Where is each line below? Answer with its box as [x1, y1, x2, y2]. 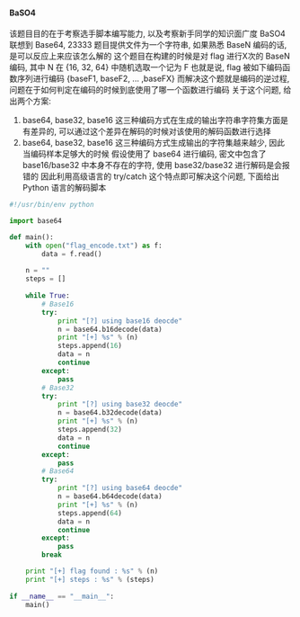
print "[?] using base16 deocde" [57, 316, 182, 326]
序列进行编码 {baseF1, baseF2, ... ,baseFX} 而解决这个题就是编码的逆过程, [16, 73, 290, 85]
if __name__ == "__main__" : [9, 592, 115, 601]
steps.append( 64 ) [57, 508, 123, 517]
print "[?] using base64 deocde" [57, 484, 182, 493]
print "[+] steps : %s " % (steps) [25, 575, 154, 584]
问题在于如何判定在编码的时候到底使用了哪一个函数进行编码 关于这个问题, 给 [9, 85, 292, 95]
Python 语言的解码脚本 [22, 183, 107, 193]
